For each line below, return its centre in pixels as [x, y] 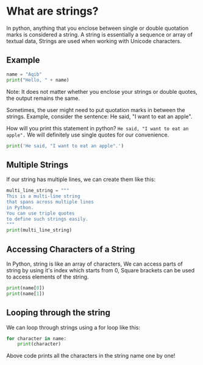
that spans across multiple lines [50, 202]
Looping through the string [59, 313]
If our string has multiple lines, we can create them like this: [81, 179]
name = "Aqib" [24, 74]
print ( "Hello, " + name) [38, 80]
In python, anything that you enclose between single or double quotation [98, 28]
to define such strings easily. [47, 219]
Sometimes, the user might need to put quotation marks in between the [96, 110]
